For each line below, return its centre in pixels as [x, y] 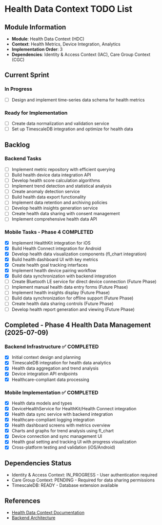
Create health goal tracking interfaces [50, 265]
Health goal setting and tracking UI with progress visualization [74, 442]
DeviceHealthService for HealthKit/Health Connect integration [74, 408]
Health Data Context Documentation [48, 513]
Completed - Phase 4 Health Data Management [78, 325]
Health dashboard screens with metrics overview [61, 425]
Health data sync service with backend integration [62, 414]
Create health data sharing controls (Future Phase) [62, 304]
